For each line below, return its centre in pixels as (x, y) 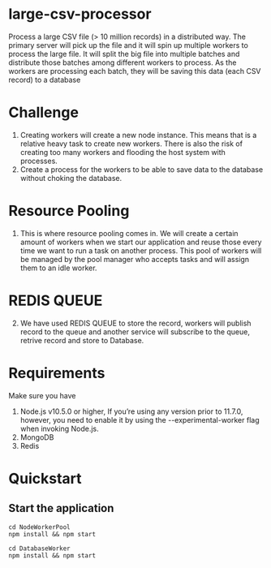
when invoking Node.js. (59, 428)
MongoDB (37, 437)
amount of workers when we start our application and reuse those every (141, 242)
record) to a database (45, 80)
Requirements (57, 373)
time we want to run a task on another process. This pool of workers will (141, 250)
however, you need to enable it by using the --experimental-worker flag (140, 420)
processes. (39, 161)
